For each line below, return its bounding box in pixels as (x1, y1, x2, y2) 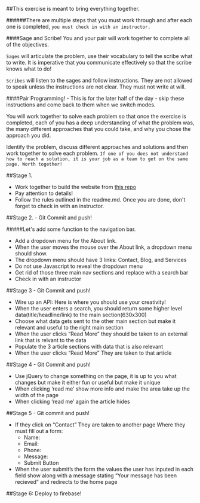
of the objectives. (6, 41, 50, 48)
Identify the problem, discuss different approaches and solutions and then (6, 144, 189, 150)
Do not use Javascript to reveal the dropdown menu (14, 263, 143, 270)
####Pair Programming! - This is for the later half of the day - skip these (6, 95, 184, 102)
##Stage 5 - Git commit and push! (6, 410, 90, 416)
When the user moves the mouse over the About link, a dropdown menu (14, 243, 192, 251)
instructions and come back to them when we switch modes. (6, 101, 156, 108)
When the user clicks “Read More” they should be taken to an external (14, 330, 188, 337)
